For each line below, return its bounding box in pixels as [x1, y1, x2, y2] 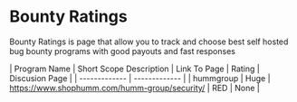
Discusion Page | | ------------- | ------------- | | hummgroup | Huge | [9, 72, 271, 83]
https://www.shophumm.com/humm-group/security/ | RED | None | [9, 82, 260, 93]
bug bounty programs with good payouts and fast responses [9, 45, 235, 56]
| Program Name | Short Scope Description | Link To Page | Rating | [9, 63, 260, 74]
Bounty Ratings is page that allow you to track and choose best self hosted [9, 36, 289, 47]
